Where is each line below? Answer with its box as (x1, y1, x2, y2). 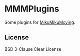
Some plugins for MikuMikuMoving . (4, 19, 76, 25)
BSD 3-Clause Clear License (4, 46, 62, 52)
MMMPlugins (4, 3, 59, 14)
